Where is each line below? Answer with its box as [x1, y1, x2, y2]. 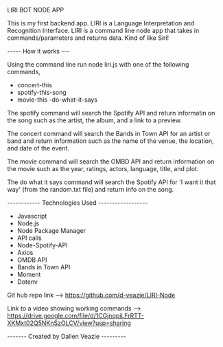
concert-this [16, 81, 53, 89]
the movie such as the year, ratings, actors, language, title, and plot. [7, 165, 199, 172]
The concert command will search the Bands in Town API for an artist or [7, 130, 211, 137]
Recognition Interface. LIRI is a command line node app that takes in [7, 27, 200, 34]
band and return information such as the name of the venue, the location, [7, 137, 214, 145]
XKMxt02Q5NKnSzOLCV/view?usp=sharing [7, 319, 132, 327]
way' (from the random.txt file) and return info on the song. [7, 186, 174, 193]
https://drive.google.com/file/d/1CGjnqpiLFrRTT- [7, 312, 145, 320]
